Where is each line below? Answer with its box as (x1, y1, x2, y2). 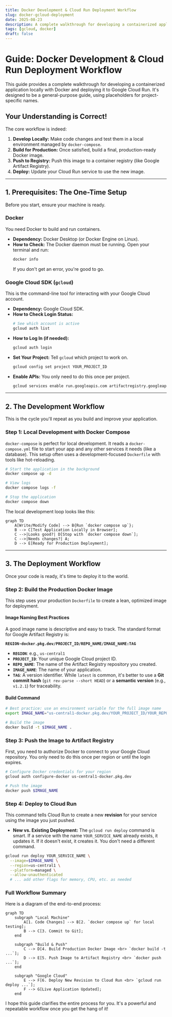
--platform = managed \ (10, 868, 56, 873)
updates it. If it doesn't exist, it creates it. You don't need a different (12, 838, 155, 844)
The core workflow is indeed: (5, 126, 67, 132)
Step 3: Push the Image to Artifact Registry (5, 737, 114, 744)
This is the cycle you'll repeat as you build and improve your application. (5, 416, 158, 422)
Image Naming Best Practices (5, 615, 70, 621)
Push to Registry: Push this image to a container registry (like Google (12, 157, 160, 164)
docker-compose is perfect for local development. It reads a (5, 440, 128, 446)
